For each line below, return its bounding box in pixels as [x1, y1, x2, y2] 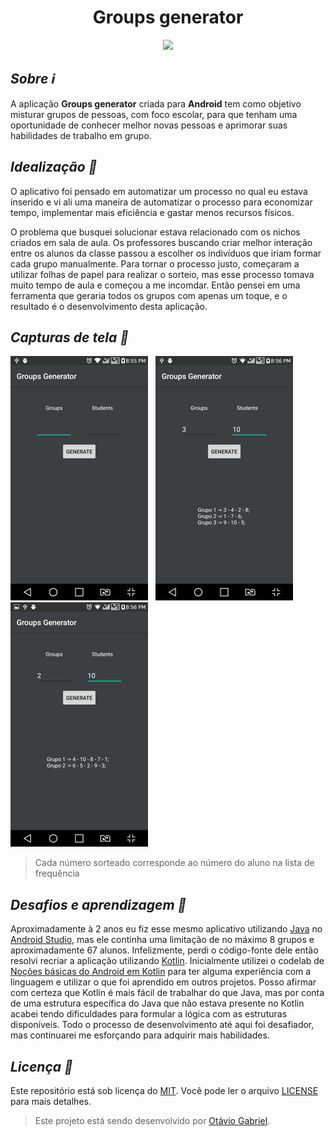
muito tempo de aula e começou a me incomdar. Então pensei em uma [10, 279, 301, 291]
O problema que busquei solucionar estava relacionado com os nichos [10, 226, 301, 238]
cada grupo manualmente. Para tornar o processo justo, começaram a [10, 257, 300, 270]
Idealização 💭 [10, 159, 98, 176]
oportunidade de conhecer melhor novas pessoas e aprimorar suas [10, 119, 288, 131]
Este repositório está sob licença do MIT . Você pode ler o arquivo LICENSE [10, 1085, 319, 1096]
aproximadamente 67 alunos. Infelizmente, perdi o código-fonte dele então [10, 944, 319, 956]
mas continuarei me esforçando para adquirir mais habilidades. [10, 1029, 270, 1041]
